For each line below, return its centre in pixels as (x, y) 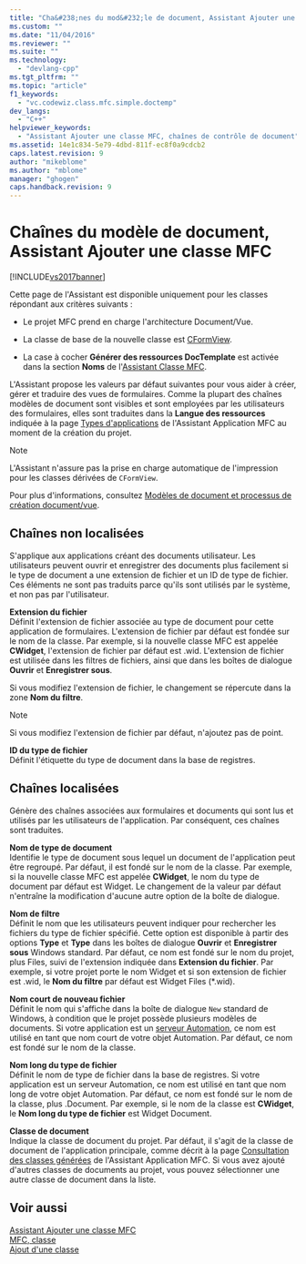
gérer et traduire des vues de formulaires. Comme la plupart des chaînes (146, 394)
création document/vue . (55, 505)
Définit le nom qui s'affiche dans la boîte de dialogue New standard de (139, 1008)
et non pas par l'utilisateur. (59, 594)
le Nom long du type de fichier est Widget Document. (111, 1113)
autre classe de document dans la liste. (83, 1179)
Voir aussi (38, 1208)
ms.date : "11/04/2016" (52, 35)
